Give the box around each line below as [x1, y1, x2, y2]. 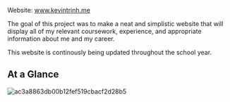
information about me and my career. [7, 34, 115, 43]
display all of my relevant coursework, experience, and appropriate [7, 27, 202, 35]
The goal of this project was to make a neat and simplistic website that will [7, 20, 224, 27]
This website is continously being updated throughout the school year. [7, 49, 212, 56]
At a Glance [7, 68, 59, 80]
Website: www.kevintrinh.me [7, 6, 90, 14]
